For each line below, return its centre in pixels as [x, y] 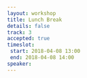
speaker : [19, 64]
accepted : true [29, 39]
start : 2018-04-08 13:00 [45, 52]
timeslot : [21, 45]
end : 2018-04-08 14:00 [42, 58]
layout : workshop [32, 13]
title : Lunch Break [35, 20]
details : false [29, 26]
